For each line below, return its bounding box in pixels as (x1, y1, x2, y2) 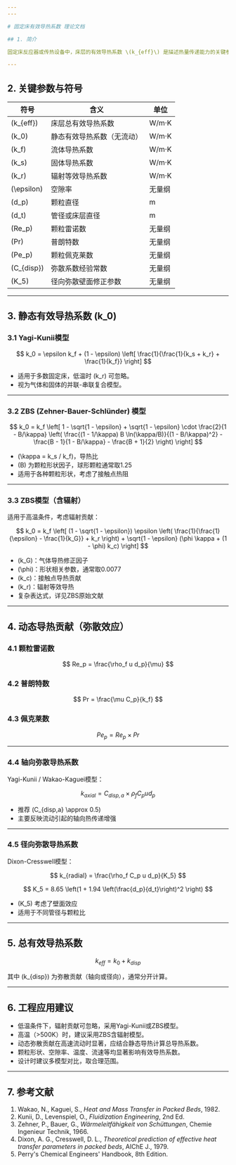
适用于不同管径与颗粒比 (17, 908, 86, 916)
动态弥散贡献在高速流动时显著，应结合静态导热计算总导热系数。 (17, 1039, 202, 1048)
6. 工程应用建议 (7, 1001, 74, 1013)
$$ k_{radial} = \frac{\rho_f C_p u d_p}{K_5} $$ (50, 871, 186, 880)
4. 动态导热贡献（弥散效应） (7, 620, 129, 633)
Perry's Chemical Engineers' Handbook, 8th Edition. (17, 1150, 169, 1159)
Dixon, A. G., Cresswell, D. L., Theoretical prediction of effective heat (17, 1135, 217, 1143)
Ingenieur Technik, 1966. (17, 1128, 89, 1136)
